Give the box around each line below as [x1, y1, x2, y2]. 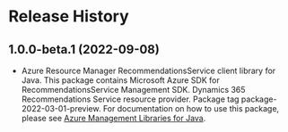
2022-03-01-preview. [21, 103, 101, 113]
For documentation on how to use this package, [102, 103, 280, 113]
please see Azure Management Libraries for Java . [21, 113, 206, 123]
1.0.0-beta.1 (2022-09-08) [8, 42, 161, 57]
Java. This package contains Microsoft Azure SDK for [21, 75, 221, 86]
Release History [8, 6, 129, 27]
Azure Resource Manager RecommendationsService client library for [21, 65, 276, 76]
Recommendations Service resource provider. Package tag [21, 94, 240, 104]
